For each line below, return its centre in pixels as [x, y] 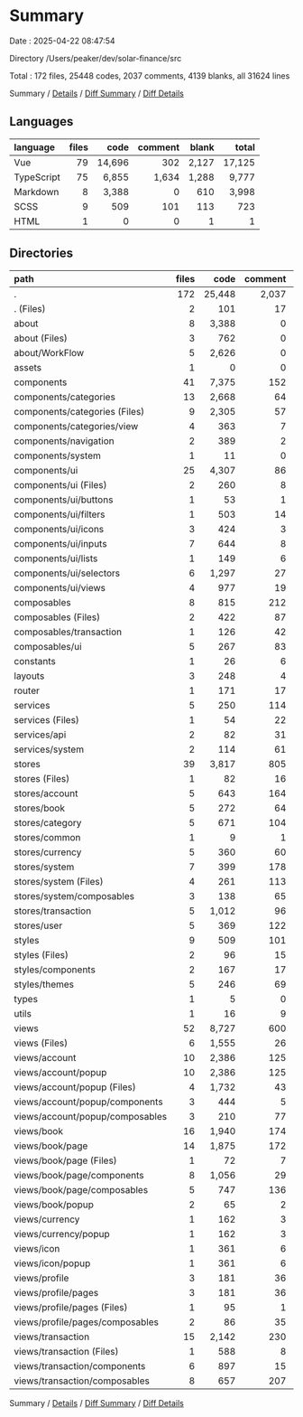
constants [35, 661]
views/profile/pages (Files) [71, 1307]
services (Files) [46, 719]
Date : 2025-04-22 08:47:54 [62, 41]
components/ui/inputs [60, 543]
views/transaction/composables [82, 1381]
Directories [41, 253]
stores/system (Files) [59, 881]
